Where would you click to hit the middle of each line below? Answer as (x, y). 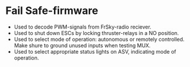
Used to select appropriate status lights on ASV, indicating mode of (95, 51)
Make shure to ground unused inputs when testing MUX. (82, 45)
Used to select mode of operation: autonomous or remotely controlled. (99, 39)
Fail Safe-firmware (52, 11)
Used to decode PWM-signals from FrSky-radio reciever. (83, 27)
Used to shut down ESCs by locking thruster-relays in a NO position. (96, 33)
